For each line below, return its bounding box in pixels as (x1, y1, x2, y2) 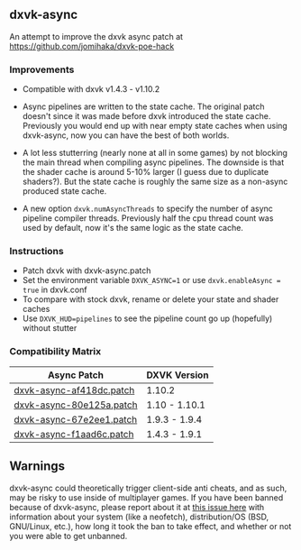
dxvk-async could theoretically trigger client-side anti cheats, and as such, (9, 482, 287, 493)
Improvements (9, 63, 75, 76)
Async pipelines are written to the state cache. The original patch (22, 101, 265, 112)
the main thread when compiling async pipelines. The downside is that (22, 157, 285, 168)
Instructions (9, 245, 65, 258)
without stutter (22, 323, 78, 334)
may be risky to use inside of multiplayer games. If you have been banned (9, 491, 284, 503)
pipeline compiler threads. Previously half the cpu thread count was (22, 213, 274, 224)
